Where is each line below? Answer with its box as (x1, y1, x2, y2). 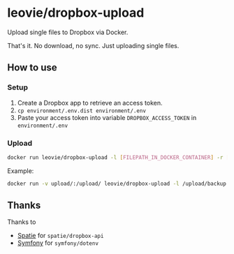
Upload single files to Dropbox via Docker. (7, 28, 129, 36)
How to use (7, 61, 57, 74)
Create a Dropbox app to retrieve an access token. (17, 98, 163, 107)
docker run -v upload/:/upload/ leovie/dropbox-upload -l (7, 180, 180, 187)
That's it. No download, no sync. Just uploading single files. (7, 41, 180, 50)
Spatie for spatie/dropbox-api (17, 232, 104, 240)
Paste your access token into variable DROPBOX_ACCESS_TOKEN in (17, 113, 197, 121)
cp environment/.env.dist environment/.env (17, 107, 147, 114)
